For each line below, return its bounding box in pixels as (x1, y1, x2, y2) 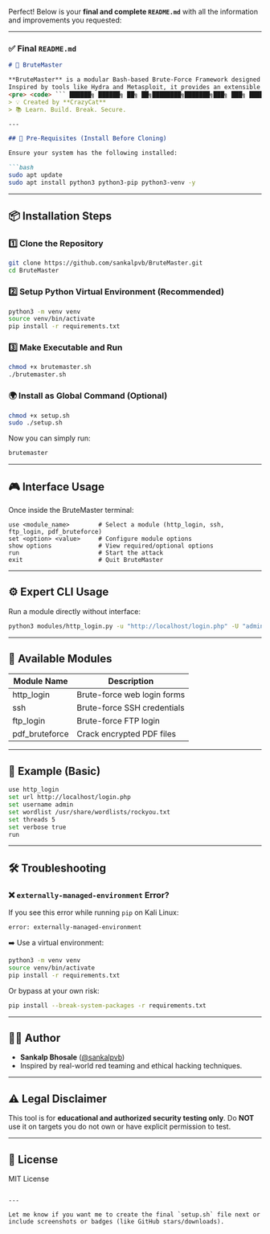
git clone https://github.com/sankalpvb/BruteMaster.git (8, 259, 203, 268)
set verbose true (8, 823, 67, 831)
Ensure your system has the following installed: (8, 149, 178, 158)
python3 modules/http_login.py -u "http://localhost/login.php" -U (8, 622, 239, 630)
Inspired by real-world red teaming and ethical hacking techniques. (19, 1061, 243, 1071)
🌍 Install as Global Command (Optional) (8, 390, 168, 401)
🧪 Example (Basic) (8, 764, 101, 778)
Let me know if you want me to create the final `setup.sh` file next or (8, 1211, 261, 1219)
